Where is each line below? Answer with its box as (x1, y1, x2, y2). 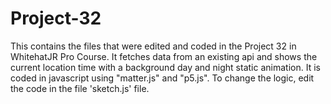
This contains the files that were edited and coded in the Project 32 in (10, 40, 297, 52)
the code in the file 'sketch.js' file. (10, 82, 150, 94)
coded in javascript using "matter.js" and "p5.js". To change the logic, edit (10, 72, 315, 84)
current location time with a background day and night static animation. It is (10, 61, 321, 73)
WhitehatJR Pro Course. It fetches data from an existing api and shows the (10, 50, 318, 62)
